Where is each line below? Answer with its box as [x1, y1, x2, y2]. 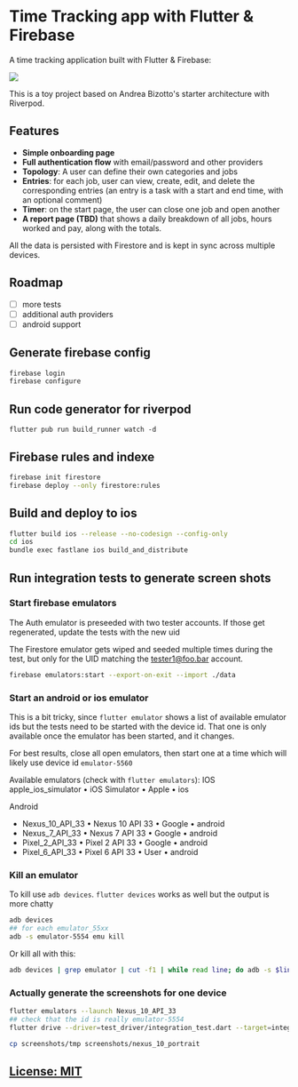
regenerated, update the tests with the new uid [9, 627, 180, 637]
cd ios [9, 538, 34, 547]
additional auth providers [21, 308, 114, 319]
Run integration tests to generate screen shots [9, 571, 272, 586]
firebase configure [9, 377, 82, 386]
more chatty [9, 899, 54, 909]
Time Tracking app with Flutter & [9, 6, 255, 27]
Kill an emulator [9, 868, 78, 881]
